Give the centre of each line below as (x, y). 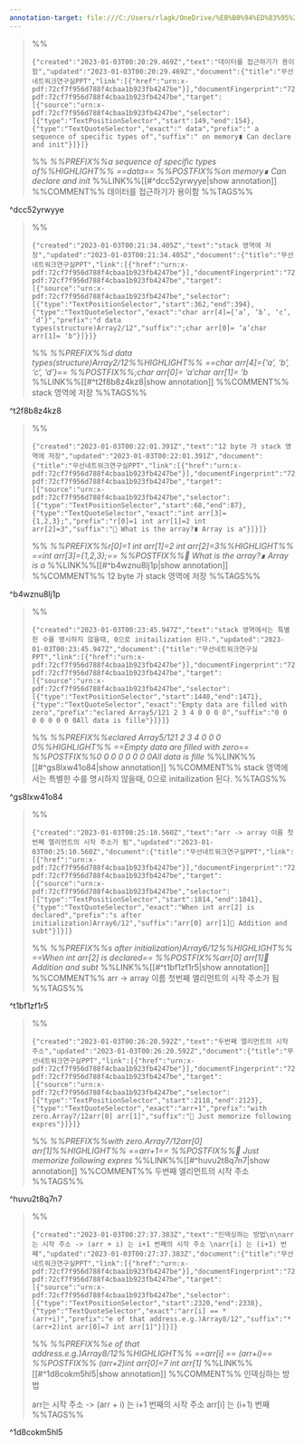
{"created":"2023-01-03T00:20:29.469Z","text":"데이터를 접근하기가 (155, 62)
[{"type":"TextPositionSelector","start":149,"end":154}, (143, 120)
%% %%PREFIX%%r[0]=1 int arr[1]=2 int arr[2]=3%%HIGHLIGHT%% (162, 545)
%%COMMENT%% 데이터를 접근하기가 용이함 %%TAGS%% (142, 191)
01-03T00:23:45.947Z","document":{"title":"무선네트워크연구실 (144, 649)
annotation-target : (46, 18)
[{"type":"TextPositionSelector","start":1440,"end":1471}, (147, 697)
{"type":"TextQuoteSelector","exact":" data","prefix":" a (145, 129)
